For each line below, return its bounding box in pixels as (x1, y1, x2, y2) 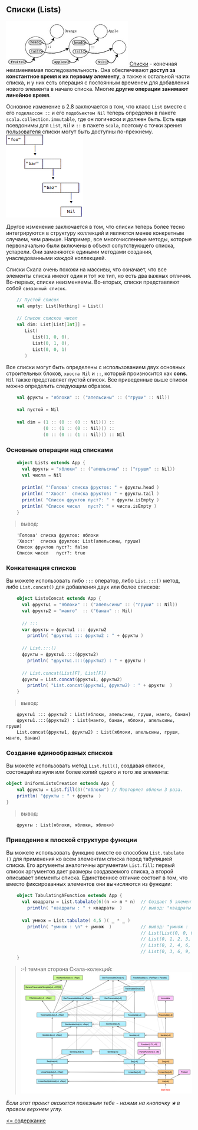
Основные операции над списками (6, 445, 113, 454)
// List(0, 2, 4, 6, (140, 942, 192, 948)
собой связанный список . (6, 284, 67, 291)
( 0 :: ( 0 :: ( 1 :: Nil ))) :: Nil (43, 432, 126, 438)
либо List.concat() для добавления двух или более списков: (6, 583, 160, 590)
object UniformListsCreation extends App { (6, 781, 115, 787)
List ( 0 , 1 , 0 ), (32, 340, 70, 346)
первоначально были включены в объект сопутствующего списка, (6, 242, 175, 249)
